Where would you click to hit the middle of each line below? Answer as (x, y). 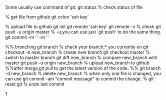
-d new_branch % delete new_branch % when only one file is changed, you (83, 73)
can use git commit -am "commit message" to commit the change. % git (79, 79)
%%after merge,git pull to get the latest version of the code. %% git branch (83, 68)
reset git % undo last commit (35, 84)
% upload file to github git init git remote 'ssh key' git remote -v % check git (83, 26)
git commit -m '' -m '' (27, 37)
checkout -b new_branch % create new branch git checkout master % (77, 52)
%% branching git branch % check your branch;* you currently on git (77, 47)
